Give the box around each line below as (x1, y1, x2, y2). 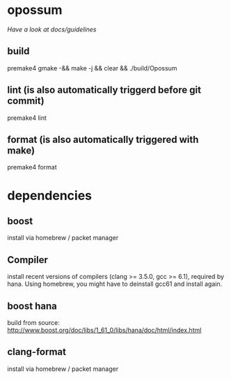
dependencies (7, 188, 93, 204)
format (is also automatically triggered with (7, 133, 199, 145)
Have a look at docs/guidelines (7, 25, 97, 33)
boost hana (7, 300, 57, 312)
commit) (7, 95, 45, 107)
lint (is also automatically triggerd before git (7, 84, 202, 96)
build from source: (7, 319, 61, 326)
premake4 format (7, 163, 57, 172)
